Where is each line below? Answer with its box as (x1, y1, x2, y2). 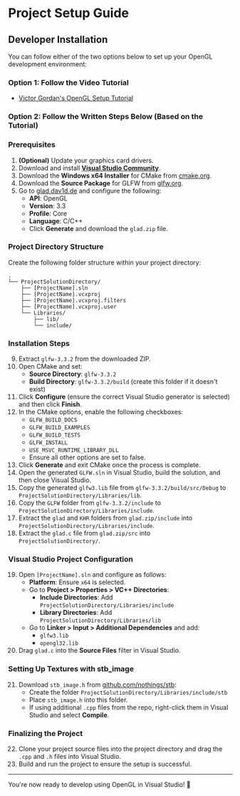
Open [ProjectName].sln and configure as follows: (18, 571, 167, 579)
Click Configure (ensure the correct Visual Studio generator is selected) (18, 392, 231, 401)
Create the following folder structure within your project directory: (8, 258, 202, 267)
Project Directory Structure (8, 242, 104, 252)
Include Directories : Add (39, 593, 113, 602)
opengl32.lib (39, 640, 79, 647)
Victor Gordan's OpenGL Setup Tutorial (18, 94, 134, 103)
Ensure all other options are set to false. (28, 453, 146, 461)
